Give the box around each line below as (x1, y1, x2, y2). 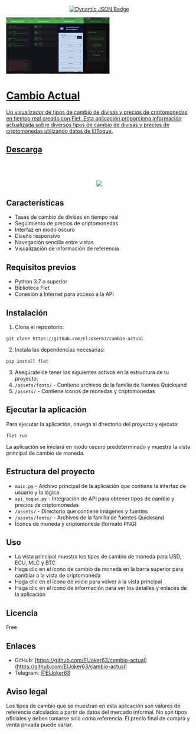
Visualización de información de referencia (14, 245, 119, 252)
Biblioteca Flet (14, 285, 50, 292)
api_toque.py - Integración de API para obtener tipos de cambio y (14, 495, 175, 502)
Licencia (6, 608, 38, 618)
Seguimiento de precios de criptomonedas (14, 220, 119, 227)
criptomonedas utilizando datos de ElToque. (6, 127, 113, 135)
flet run (6, 433, 28, 439)
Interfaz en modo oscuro (14, 226, 75, 234)
